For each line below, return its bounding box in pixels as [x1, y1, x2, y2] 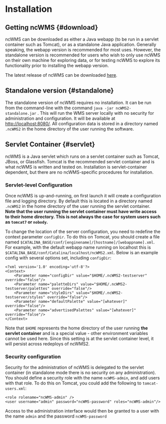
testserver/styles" [5, 294, 46, 300]
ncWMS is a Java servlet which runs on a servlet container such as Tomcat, [5, 153, 160, 159]
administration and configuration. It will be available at [5, 115, 115, 121]
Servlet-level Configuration [5, 182, 73, 188]
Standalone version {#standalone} [5, 87, 114, 95]
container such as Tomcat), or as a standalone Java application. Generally [5, 42, 157, 47]
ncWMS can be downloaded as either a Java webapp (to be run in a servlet [5, 36, 159, 42]
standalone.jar [5, 111, 37, 116]
